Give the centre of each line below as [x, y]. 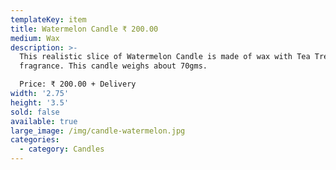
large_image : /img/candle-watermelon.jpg [98, 131]
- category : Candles [62, 149]
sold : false [35, 112]
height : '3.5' [40, 102]
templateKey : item [48, 19]
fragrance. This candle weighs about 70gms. [113, 66]
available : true [44, 121]
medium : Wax [35, 38]
